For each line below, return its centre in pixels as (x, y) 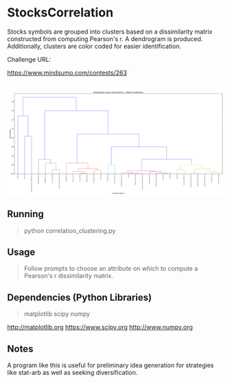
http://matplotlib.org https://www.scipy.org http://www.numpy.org (100, 328)
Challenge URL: (29, 59)
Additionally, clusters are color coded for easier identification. (94, 46)
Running (26, 214)
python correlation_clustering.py (70, 230)
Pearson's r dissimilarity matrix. (68, 276)
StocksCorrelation (60, 13)
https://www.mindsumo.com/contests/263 (67, 73)
